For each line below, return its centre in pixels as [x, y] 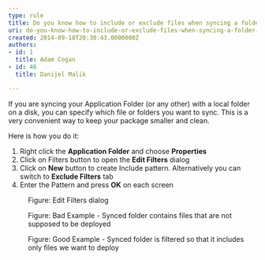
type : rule [26, 15]
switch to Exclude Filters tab [66, 176]
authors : [22, 45]
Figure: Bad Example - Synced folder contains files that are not [130, 215]
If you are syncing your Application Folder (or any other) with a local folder [129, 104]
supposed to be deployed [69, 224]
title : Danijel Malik [51, 74]
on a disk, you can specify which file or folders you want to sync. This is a [128, 112]
